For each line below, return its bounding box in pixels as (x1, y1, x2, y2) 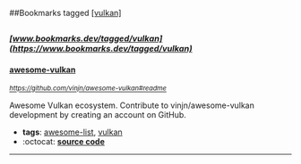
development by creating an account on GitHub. (9, 109, 186, 119)
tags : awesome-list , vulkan (21, 127, 123, 137)
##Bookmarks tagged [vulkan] (9, 8, 122, 18)
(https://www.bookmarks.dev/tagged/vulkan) (9, 44, 193, 54)
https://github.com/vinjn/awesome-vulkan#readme (9, 84, 168, 93)
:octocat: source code (21, 135, 105, 146)
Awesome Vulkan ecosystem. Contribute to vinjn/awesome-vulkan (9, 100, 255, 111)
